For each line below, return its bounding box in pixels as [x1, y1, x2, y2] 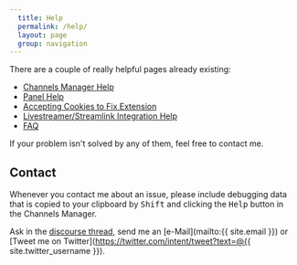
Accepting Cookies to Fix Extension [22, 101, 157, 112]
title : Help [17, 13, 64, 23]
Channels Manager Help [22, 81, 114, 92]
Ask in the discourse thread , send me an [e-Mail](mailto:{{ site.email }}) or [9, 226, 289, 238]
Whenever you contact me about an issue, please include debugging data [9, 189, 288, 200]
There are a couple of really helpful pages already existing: [9, 64, 231, 75]
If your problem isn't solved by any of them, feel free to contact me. [9, 138, 264, 149]
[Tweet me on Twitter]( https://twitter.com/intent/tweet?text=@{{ [9, 236, 251, 247]
